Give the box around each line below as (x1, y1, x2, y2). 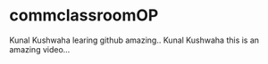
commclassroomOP (9, 5, 159, 26)
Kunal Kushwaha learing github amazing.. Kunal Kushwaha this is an (9, 35, 260, 45)
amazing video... (9, 44, 71, 54)
